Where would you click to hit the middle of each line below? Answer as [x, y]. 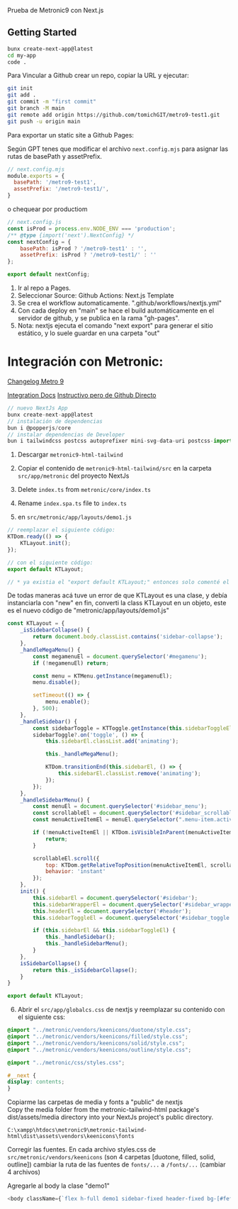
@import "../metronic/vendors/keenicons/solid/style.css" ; [96, 1043]
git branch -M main [36, 108]
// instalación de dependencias [55, 421]
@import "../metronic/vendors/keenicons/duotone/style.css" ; [100, 1030]
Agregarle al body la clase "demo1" [58, 1186]
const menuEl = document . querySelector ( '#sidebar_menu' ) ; [120, 806]
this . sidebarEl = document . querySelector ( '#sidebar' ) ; [115, 898]
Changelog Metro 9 [36, 381]
